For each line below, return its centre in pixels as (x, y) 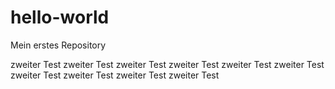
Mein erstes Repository (58, 45)
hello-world (60, 17)
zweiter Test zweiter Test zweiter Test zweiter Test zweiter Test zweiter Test (167, 64)
